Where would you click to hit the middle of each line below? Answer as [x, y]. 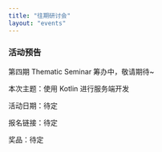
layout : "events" [37, 23]
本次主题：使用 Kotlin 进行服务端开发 [69, 88]
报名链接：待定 [33, 122]
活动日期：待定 [33, 106]
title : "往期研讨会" [39, 16]
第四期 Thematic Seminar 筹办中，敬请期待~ [81, 71]
